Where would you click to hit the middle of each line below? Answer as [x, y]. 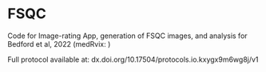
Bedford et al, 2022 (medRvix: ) [59, 44]
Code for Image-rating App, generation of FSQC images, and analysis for [128, 36]
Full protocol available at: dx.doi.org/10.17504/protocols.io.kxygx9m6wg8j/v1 [133, 59]
